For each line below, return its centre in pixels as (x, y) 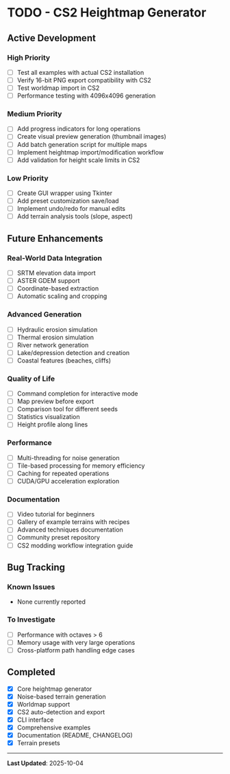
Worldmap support (43, 704)
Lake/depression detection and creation (73, 352)
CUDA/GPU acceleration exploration (68, 481)
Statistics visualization (48, 417)
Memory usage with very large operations (76, 642)
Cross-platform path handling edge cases (76, 650)
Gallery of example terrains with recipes (73, 522)
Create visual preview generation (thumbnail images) (91, 137)
